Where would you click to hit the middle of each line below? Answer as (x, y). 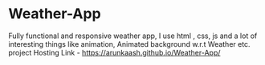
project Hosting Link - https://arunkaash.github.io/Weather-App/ (114, 52)
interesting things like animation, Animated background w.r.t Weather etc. (129, 44)
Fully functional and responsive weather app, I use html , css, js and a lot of (133, 36)
